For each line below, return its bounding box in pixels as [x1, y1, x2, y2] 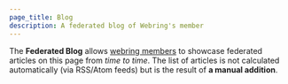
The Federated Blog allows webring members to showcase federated [9, 45, 263, 56]
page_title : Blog [9, 12, 74, 22]
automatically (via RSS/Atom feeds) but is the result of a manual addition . [9, 64, 278, 75]
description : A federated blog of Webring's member [9, 21, 204, 30]
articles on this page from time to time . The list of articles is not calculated [9, 55, 280, 65]
